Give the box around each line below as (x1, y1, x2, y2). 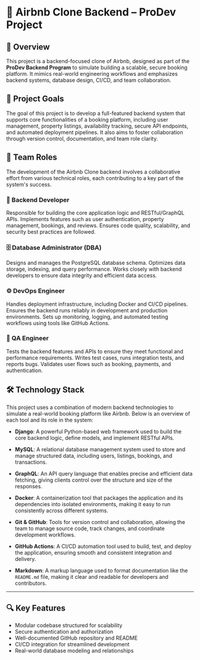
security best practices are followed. (6, 228, 96, 235)
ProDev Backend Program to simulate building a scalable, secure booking (6, 64, 187, 71)
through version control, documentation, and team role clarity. (6, 135, 158, 142)
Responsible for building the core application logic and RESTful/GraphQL (6, 209, 185, 216)
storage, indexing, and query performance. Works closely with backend (6, 265, 182, 273)
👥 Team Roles (6, 152, 58, 163)
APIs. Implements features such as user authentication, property (6, 215, 164, 222)
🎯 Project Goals (6, 94, 64, 104)
